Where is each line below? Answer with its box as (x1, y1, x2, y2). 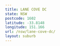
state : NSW (5, 11, 27, 16)
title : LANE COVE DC (5, 7, 47, 12)
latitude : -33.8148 (5, 20, 45, 25)
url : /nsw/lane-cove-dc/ (5, 29, 56, 34)
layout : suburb (5, 34, 36, 39)
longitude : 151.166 (5, 25, 45, 30)
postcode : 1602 (5, 16, 36, 21)
